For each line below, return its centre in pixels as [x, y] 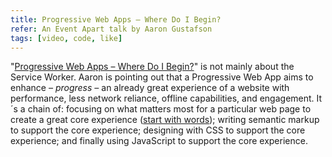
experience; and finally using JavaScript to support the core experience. [159, 141]
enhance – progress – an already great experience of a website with [150, 88]
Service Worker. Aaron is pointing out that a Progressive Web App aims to [162, 77]
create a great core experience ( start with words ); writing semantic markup [165, 120]
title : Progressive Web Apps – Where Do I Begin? [116, 19]
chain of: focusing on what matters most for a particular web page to [169, 109]
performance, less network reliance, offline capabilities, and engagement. [162, 98]
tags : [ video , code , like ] [66, 38]
